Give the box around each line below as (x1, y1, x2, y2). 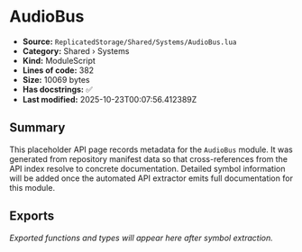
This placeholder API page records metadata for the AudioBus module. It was (9, 144, 293, 155)
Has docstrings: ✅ (22, 84, 93, 94)
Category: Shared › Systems (22, 45, 130, 56)
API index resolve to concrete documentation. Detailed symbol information (9, 163, 286, 174)
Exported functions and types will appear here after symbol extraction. (9, 232, 273, 243)
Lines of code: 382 (22, 65, 95, 76)
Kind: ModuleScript (22, 55, 96, 66)
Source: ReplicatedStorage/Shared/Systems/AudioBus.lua (22, 36, 237, 47)
